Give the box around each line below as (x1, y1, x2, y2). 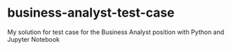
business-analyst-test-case (7, 5, 175, 21)
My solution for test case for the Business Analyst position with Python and (7, 28, 225, 36)
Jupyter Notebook (7, 35, 60, 43)
